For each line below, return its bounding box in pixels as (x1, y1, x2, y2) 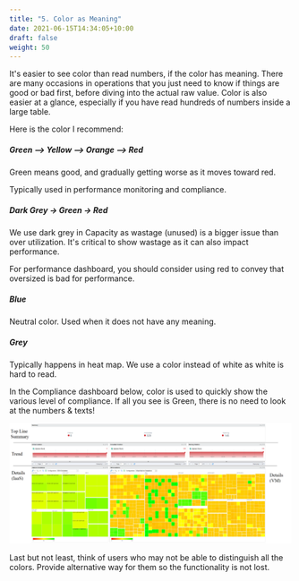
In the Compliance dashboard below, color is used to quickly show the (9, 386, 269, 397)
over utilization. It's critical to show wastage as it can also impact (9, 237, 249, 248)
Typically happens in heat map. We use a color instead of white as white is (9, 359, 285, 371)
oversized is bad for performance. (9, 273, 135, 284)
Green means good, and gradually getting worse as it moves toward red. (9, 167, 276, 178)
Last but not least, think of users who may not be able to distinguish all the (9, 551, 284, 563)
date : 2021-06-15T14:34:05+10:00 (9, 23, 134, 33)
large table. (9, 107, 51, 117)
